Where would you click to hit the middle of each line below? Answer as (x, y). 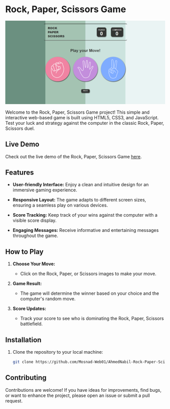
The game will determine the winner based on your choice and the (90, 293)
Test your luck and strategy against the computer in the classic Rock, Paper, (85, 123)
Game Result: (27, 284)
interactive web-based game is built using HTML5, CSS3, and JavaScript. (82, 117)
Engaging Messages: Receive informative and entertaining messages (86, 230)
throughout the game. (35, 236)
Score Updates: (29, 309)
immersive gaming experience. (45, 190)
